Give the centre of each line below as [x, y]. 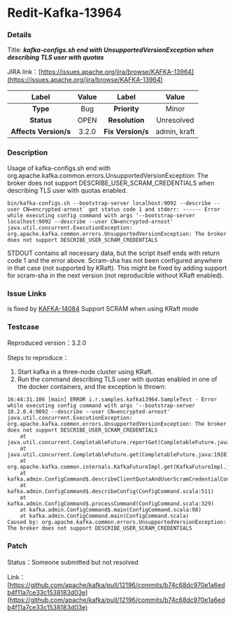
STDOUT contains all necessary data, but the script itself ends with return [114, 253]
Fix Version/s [126, 132]
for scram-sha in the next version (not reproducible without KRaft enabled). [115, 275]
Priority [127, 109]
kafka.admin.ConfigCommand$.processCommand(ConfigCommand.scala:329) [111, 504]
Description [28, 153]
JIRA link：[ [24, 72]
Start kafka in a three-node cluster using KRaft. [85, 372]
